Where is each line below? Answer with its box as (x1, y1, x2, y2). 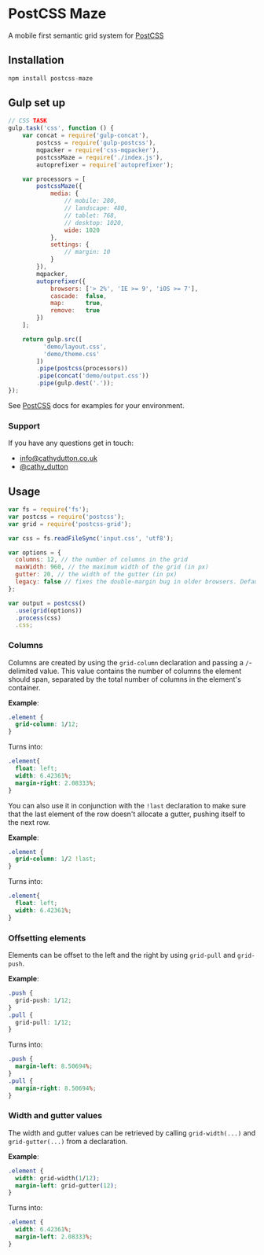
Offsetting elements (8, 933, 86, 944)
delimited (8, 666, 38, 675)
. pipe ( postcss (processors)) (36, 365, 128, 373)
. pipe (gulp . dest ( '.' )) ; (36, 379, 114, 388)
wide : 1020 (64, 226, 101, 234)
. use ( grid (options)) (15, 606, 82, 614)
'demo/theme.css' (42, 350, 101, 358)
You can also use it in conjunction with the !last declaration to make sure (8, 800, 246, 810)
